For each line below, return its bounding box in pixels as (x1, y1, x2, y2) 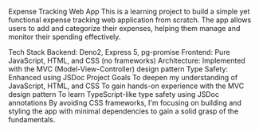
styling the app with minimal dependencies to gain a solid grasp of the (8, 106, 239, 116)
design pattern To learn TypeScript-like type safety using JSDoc (8, 90, 219, 98)
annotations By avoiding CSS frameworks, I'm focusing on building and (8, 98, 241, 107)
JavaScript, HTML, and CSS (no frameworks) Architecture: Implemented (8, 56, 245, 65)
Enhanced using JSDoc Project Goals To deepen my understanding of (8, 73, 238, 82)
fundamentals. (8, 115, 56, 124)
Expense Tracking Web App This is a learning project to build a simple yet (8, 7, 250, 16)
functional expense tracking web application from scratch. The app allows (8, 15, 252, 25)
